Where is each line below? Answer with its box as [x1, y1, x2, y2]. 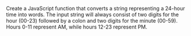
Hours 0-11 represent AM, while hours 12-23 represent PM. [6, 23, 148, 30]
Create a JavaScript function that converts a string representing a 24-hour [6, 5, 185, 12]
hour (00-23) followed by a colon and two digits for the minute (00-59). [6, 17, 178, 24]
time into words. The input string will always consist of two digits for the [6, 11, 179, 18]
